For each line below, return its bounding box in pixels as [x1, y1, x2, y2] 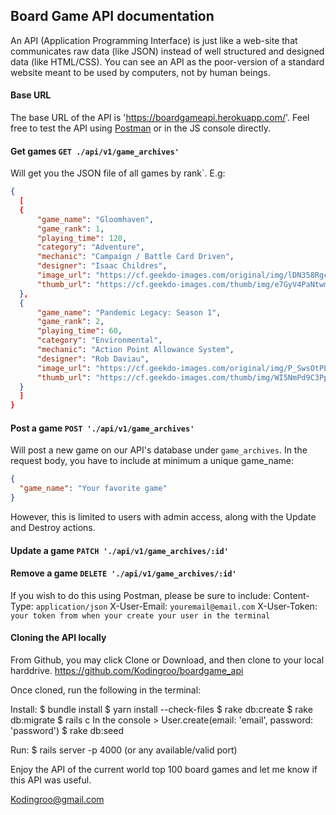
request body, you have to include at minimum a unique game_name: [10, 455, 295, 467]
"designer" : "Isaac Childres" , [36, 261, 168, 271]
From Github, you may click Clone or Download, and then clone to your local [10, 654, 325, 666]
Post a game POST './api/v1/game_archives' [10, 422, 195, 434]
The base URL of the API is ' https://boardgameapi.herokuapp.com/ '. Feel [10, 112, 310, 124]
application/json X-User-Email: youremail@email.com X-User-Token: [35, 600, 318, 612]
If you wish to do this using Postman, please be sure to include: [10, 589, 272, 601]
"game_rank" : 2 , [36, 317, 105, 327]
